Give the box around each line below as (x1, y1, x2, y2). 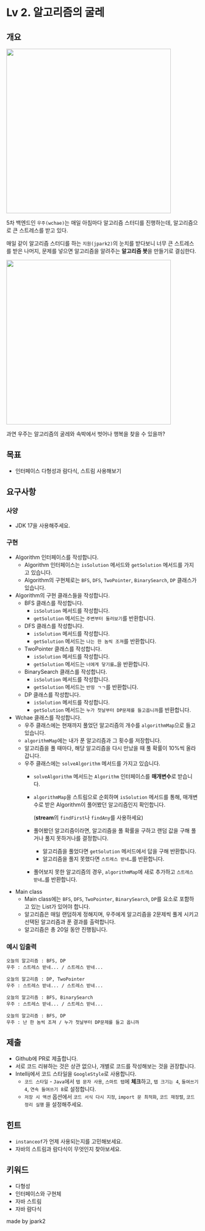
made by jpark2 (6, 1217, 46, 1225)
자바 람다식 (15, 1205, 42, 1213)
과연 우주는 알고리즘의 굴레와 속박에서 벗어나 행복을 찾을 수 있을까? (6, 430, 166, 437)
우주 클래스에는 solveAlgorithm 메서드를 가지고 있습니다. (24, 759, 160, 767)
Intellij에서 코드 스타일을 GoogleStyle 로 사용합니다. (15, 1070, 137, 1077)
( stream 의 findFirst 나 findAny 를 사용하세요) (33, 814, 143, 821)
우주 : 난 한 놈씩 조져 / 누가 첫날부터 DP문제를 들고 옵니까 (6, 1020, 140, 1026)
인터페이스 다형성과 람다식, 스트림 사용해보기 (15, 467, 122, 474)
